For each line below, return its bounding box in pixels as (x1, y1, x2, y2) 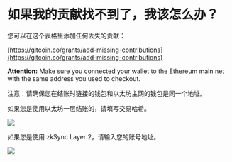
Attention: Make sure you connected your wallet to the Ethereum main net (7, 67, 225, 75)
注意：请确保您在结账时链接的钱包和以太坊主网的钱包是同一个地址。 (7, 89, 206, 97)
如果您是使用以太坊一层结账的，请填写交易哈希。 (7, 104, 150, 112)
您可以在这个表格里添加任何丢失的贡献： (7, 31, 126, 40)
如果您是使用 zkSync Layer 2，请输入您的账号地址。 (7, 132, 160, 141)
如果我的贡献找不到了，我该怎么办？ (7, 6, 219, 23)
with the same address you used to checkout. (7, 74, 140, 82)
